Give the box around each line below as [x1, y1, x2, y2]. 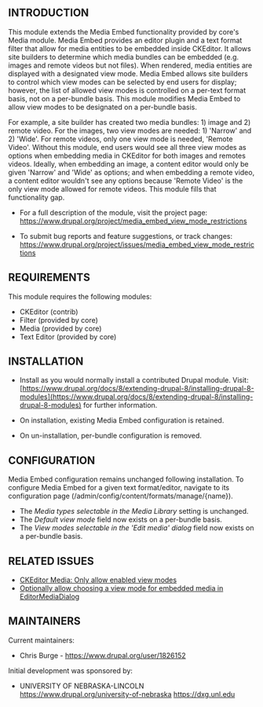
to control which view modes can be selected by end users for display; [8, 77, 237, 86]
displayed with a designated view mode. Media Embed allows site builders [8, 68, 249, 78]
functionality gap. [8, 192, 65, 202]
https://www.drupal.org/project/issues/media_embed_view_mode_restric [19, 240, 255, 249]
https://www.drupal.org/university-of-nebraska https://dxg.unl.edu [19, 689, 236, 698]
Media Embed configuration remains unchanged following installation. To [8, 474, 244, 484]
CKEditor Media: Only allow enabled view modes [19, 575, 177, 584]
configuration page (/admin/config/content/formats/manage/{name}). [8, 491, 233, 501]
